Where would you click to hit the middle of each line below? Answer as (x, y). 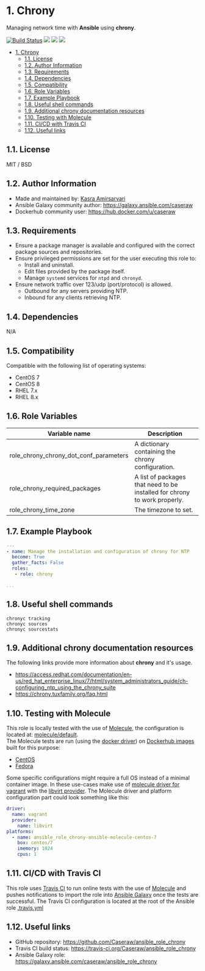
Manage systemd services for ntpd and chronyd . (83, 278)
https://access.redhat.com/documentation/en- (74, 674)
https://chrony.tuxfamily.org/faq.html (61, 694)
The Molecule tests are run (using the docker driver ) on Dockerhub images (100, 741)
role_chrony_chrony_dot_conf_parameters (69, 455)
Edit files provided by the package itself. (75, 272)
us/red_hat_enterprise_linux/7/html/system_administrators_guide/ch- (102, 681)
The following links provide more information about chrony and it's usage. (99, 663)
